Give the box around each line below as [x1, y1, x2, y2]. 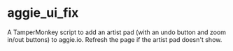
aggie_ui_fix [7, 5, 79, 21]
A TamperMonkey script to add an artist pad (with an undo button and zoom [7, 28, 226, 36]
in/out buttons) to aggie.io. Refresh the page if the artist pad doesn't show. [7, 35, 223, 43]
